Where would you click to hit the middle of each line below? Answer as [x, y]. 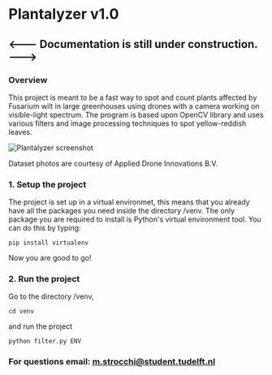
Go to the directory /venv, [51, 296]
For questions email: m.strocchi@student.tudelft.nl [112, 362]
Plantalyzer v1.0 [64, 14]
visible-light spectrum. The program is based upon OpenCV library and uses [136, 114]
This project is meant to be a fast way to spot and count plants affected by [133, 97]
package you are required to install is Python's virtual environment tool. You [135, 219]
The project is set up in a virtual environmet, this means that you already [129, 202]
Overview [28, 80]
